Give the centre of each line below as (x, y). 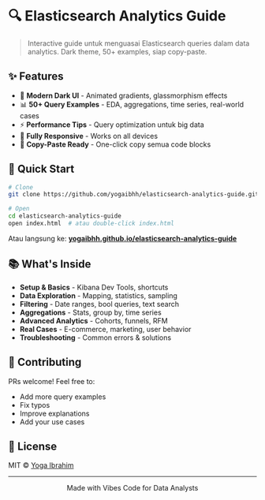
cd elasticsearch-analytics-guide (65, 216)
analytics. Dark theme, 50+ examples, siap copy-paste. (117, 51)
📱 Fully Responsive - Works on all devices (89, 136)
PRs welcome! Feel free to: (52, 381)
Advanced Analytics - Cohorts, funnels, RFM (93, 320)
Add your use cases (52, 422)
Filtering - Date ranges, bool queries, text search (99, 304)
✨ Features (36, 76)
